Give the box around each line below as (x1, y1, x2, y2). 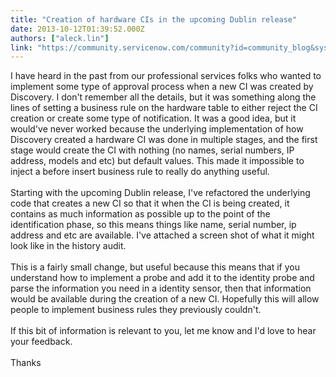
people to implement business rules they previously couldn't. (10, 304, 262, 316)
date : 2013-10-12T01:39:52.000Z (10, 24, 145, 34)
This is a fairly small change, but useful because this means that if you (10, 261, 300, 273)
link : (10, 42, 33, 53)
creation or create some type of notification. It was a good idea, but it (10, 112, 297, 125)
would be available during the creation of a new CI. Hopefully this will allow (10, 293, 320, 305)
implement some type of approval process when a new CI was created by (10, 81, 314, 93)
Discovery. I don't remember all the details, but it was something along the (10, 91, 317, 103)
